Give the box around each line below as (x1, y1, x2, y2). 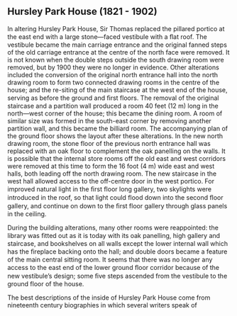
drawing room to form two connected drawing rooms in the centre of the (7, 78, 220, 86)
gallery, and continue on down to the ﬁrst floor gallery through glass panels (7, 201, 228, 210)
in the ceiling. (7, 209, 47, 218)
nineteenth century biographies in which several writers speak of (7, 300, 197, 309)
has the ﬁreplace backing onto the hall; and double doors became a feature (7, 247, 228, 256)
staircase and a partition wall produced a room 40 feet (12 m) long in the (7, 101, 219, 110)
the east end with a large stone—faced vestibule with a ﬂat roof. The (7, 32, 207, 41)
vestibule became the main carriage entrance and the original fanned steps (7, 40, 227, 49)
